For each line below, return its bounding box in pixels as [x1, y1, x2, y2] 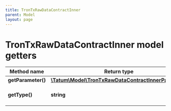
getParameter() [8, 77, 46, 84]
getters [5, 49, 37, 61]
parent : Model [5, 12, 36, 17]
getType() [8, 91, 33, 98]
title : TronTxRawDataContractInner [5, 7, 81, 13]
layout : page [5, 17, 33, 22]
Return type [104, 68, 134, 75]
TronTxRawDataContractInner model [5, 39, 164, 50]
